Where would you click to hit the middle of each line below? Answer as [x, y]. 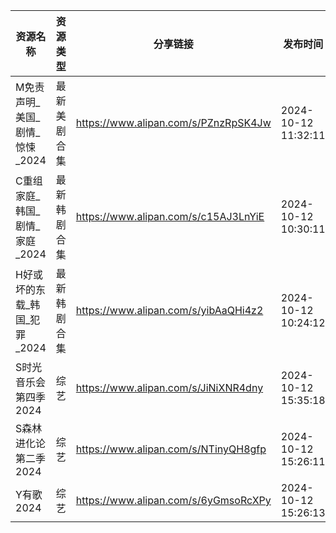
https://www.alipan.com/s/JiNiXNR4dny [169, 387]
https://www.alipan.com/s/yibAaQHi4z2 [169, 310]
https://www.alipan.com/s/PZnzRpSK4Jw [173, 122]
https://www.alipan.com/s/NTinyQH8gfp [171, 449]
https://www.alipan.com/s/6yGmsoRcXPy [173, 500]
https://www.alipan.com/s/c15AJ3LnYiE [170, 216]
